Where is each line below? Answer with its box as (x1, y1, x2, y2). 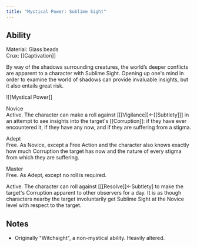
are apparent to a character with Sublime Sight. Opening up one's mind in (6, 70, 184, 77)
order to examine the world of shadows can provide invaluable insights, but (6, 76, 189, 83)
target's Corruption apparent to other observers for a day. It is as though (6, 189, 182, 196)
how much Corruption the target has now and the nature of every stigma (6, 148, 182, 155)
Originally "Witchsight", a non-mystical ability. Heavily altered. (14, 235, 165, 242)
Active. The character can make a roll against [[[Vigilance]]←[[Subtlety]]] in (6, 111, 189, 118)
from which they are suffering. (6, 154, 79, 161)
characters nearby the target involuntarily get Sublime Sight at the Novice (6, 195, 184, 203)
